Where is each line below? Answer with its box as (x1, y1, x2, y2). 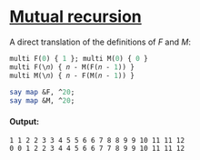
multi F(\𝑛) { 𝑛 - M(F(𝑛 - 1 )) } (9, 62, 135, 72)
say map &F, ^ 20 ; (9, 88, 75, 97)
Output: (9, 115, 39, 126)
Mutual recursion (9, 6, 143, 27)
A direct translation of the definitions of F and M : (9, 36, 191, 47)
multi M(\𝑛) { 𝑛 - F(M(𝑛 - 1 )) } (9, 71, 135, 80)
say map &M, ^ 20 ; (9, 96, 75, 105)
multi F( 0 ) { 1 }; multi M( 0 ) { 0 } (9, 54, 148, 63)
